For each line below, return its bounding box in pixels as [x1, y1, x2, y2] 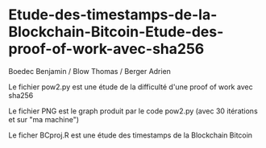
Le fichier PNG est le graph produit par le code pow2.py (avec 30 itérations [8, 106, 258, 116]
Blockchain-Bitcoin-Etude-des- [8, 23, 224, 41]
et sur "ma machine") [8, 114, 79, 124]
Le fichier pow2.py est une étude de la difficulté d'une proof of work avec [8, 82, 253, 92]
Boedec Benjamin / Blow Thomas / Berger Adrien [8, 66, 172, 76]
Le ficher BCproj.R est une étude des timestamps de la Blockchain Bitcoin [8, 130, 252, 140]
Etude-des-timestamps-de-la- [8, 6, 218, 24]
